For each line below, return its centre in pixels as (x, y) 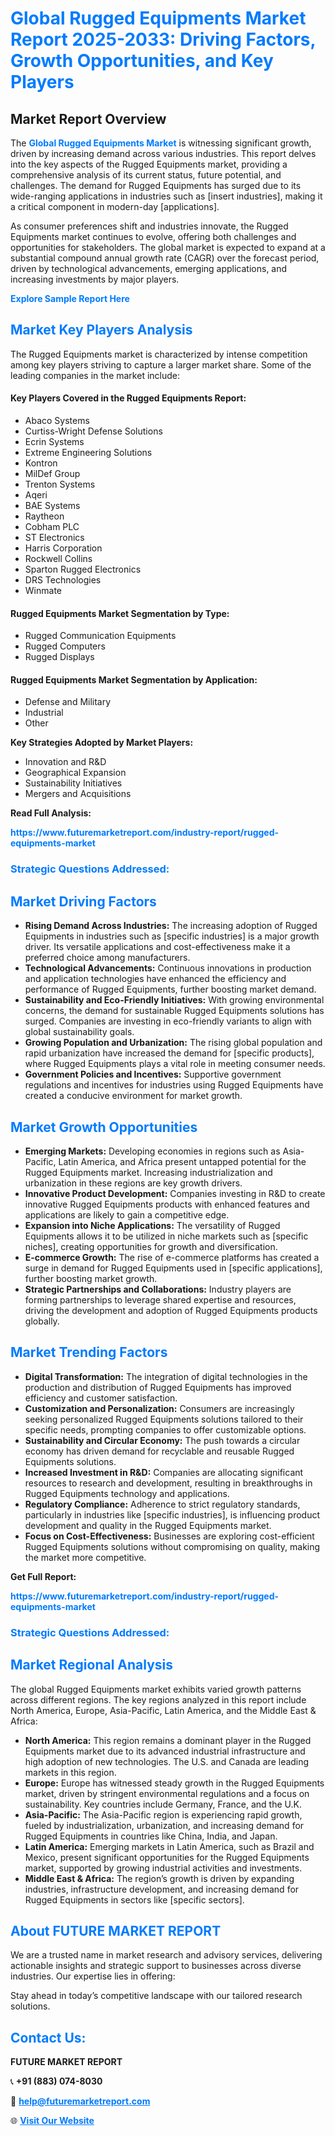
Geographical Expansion (75, 773)
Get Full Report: (43, 1576)
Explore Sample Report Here (70, 298)
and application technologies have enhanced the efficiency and (155, 979)
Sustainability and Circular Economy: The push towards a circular (162, 1440)
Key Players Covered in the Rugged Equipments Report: (128, 398)
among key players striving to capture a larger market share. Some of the (161, 364)
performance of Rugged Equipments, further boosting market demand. (170, 989)
